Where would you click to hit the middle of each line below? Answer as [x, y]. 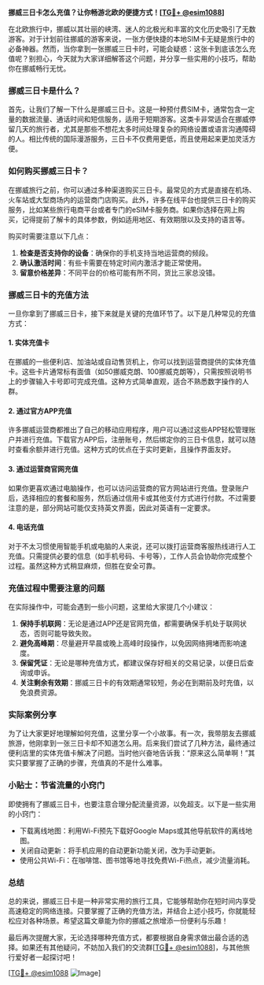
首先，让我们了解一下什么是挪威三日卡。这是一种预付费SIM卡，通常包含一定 [132, 109]
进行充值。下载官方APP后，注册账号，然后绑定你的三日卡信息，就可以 [135, 439]
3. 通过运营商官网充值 [43, 468]
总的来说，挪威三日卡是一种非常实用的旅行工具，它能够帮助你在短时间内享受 [132, 901]
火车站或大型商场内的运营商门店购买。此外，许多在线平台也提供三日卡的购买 [132, 199]
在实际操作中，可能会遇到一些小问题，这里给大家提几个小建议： [111, 607]
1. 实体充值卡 [29, 343]
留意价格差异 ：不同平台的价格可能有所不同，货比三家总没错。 [119, 272]
